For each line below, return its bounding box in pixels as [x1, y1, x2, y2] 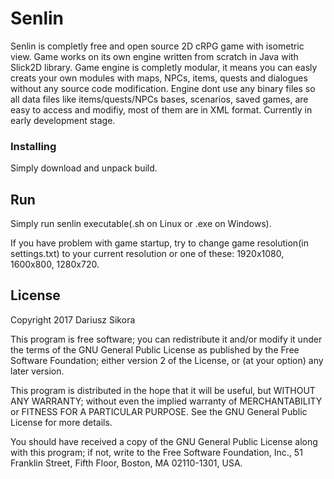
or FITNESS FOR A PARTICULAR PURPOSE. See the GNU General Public [10, 405, 308, 417]
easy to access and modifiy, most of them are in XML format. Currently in [10, 103, 313, 116]
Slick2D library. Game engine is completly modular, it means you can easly [10, 61, 318, 73]
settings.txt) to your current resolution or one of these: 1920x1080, [10, 248, 285, 260]
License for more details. [10, 416, 113, 428]
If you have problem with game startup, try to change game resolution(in [10, 237, 309, 249]
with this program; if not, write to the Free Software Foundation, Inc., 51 [10, 446, 303, 458]
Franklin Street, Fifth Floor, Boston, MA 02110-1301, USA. [10, 457, 243, 469]
